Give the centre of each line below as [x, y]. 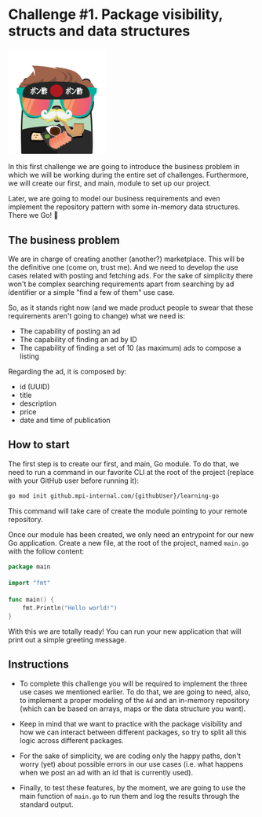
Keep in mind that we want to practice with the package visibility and [131, 723]
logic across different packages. [71, 740]
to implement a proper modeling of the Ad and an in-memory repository [134, 700]
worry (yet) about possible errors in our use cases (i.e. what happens [131, 764]
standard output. [46, 804]
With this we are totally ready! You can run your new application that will [125, 631]
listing [29, 356]
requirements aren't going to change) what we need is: [97, 315]
